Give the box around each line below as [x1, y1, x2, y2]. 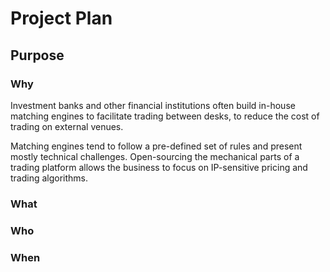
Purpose [10, 47, 65, 64]
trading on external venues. [10, 120, 124, 132]
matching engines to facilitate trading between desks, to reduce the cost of [10, 110, 320, 122]
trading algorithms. [10, 172, 89, 184]
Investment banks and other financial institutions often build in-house [10, 99, 296, 111]
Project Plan [10, 7, 113, 30]
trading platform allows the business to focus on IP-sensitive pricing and [10, 161, 308, 173]
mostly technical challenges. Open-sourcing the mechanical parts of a [10, 150, 300, 162]
